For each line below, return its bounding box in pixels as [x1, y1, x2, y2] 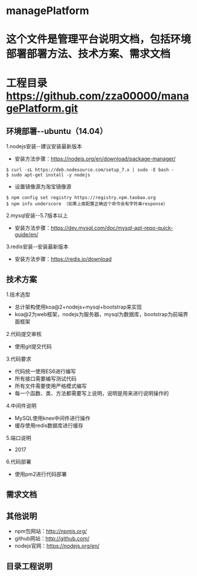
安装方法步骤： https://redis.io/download [14, 256, 112, 263]
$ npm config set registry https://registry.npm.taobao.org [6, 195, 157, 201]
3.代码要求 [6, 355, 32, 362]
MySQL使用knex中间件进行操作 [14, 414, 91, 422]
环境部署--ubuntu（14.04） [6, 126, 108, 136]
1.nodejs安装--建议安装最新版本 [6, 143, 82, 150]
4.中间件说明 [6, 402, 37, 409]
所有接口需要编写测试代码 [14, 375, 77, 382]
